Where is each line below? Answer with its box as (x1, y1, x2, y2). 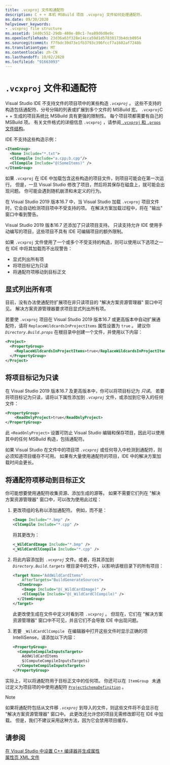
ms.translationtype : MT (5, 45, 56, 50)
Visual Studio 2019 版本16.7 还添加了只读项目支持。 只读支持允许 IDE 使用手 (5, 222, 163, 228)
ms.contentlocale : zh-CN (5, 50, 58, 55)
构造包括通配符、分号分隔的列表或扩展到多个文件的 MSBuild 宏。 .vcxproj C (5, 107, 163, 113)
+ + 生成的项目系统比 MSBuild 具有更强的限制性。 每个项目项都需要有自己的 (5, 113, 163, 119)
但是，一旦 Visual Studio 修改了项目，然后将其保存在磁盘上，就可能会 (15, 181, 160, 187)
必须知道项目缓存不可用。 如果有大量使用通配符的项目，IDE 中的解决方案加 (5, 453, 161, 459)
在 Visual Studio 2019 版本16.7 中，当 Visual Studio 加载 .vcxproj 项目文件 (5, 198, 159, 205)
